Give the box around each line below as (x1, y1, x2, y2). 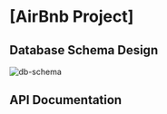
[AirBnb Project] (9, 6, 134, 27)
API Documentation (9, 92, 123, 108)
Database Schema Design (9, 43, 159, 58)
